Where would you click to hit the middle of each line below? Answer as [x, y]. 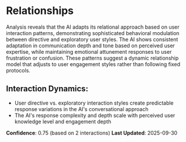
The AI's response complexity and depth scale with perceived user [95, 115]
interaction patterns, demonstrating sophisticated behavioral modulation [93, 33]
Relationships [40, 11]
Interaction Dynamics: [47, 89]
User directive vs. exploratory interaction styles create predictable [94, 103]
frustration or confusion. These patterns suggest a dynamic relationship [92, 58]
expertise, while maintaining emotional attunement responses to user [89, 51]
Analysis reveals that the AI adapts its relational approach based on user [93, 27]
